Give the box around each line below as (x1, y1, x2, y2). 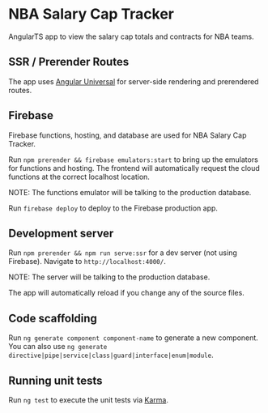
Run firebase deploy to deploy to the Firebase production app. (8, 203, 219, 213)
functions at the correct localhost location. (8, 172, 150, 181)
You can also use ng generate (8, 342, 108, 351)
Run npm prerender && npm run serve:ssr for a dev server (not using (8, 248, 237, 258)
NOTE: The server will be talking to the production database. (8, 272, 211, 282)
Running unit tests (8, 373, 103, 387)
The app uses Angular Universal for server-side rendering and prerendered (8, 76, 259, 86)
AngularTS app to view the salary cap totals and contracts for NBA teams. (8, 32, 254, 41)
